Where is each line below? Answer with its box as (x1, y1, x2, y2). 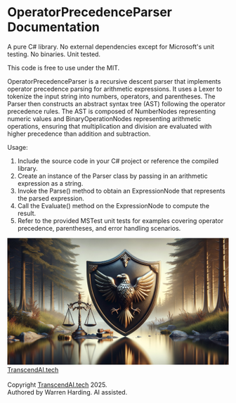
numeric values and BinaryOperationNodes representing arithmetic (7, 114, 202, 123)
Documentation (7, 19, 100, 35)
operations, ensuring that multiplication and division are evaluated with (7, 122, 212, 130)
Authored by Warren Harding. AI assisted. (7, 388, 128, 396)
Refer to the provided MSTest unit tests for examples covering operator (17, 216, 223, 225)
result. (17, 209, 37, 217)
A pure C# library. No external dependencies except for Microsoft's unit (7, 42, 215, 51)
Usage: (7, 143, 28, 151)
